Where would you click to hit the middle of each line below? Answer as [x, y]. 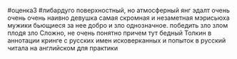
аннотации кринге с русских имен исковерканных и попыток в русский [117, 41]
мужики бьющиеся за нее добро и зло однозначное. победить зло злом [118, 25]
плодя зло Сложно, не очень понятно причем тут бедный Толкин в [110, 33]
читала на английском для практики [63, 48]
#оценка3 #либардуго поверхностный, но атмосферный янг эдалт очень [118, 10]
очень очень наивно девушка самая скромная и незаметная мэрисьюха [118, 18]
